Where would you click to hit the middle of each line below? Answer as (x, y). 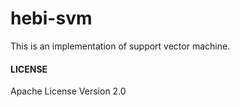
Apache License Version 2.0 (68, 91)
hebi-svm (51, 18)
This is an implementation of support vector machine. (120, 46)
